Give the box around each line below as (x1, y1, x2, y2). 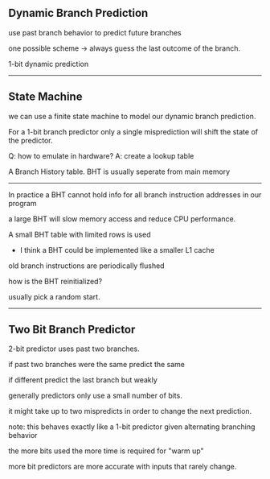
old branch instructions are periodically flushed (8, 261, 165, 270)
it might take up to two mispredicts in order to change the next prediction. (8, 407, 252, 416)
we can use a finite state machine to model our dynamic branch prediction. (8, 111, 256, 121)
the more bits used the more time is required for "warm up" (8, 446, 204, 456)
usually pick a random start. (8, 291, 100, 301)
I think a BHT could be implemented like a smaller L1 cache (19, 245, 215, 254)
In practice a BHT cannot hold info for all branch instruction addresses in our (8, 189, 262, 200)
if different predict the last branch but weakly (8, 375, 158, 385)
